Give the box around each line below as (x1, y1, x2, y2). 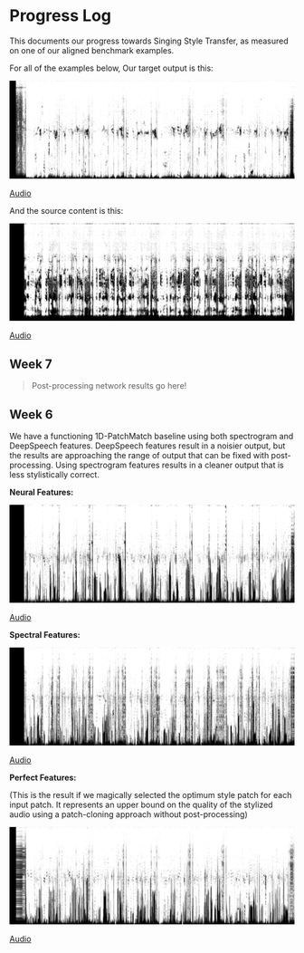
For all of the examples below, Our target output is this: (9, 63, 214, 73)
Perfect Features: (9, 772, 77, 783)
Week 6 (9, 407, 53, 422)
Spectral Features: (9, 629, 81, 640)
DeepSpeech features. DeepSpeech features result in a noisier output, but (9, 440, 286, 451)
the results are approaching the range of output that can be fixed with (9, 450, 270, 461)
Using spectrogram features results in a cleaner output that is (55, 459, 284, 471)
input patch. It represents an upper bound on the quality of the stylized (9, 799, 273, 810)
